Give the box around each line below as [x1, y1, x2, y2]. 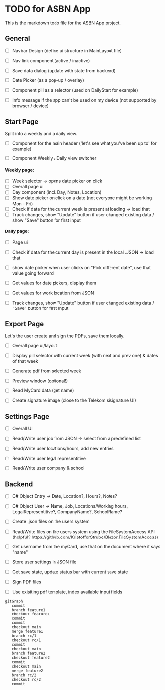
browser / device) [12, 103, 49, 109]
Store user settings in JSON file [12, 559, 77, 565]
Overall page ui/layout [12, 343, 57, 349]
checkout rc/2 [11, 677, 41, 682]
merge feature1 [11, 629, 43, 634]
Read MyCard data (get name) [12, 387, 74, 393]
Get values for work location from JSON [12, 290, 94, 296]
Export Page [5, 319, 44, 328]
